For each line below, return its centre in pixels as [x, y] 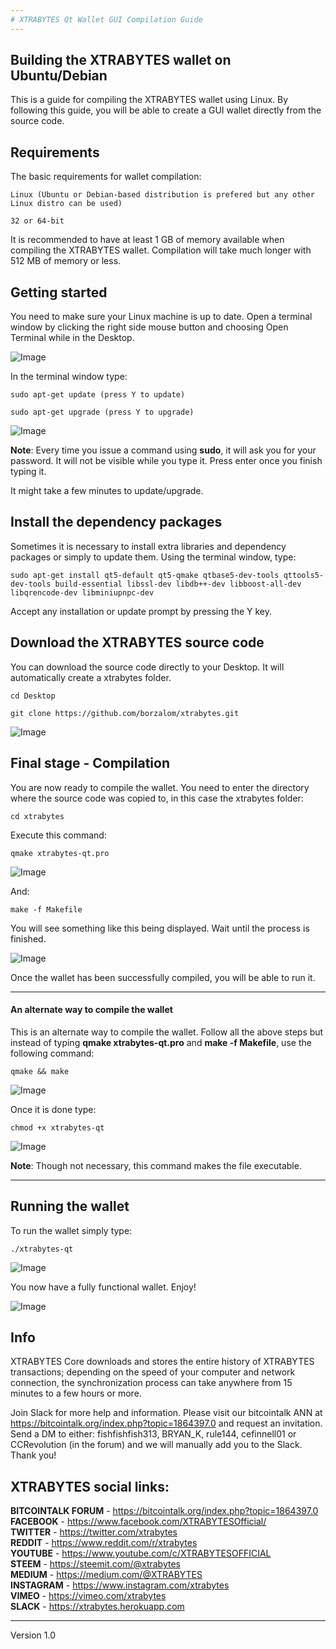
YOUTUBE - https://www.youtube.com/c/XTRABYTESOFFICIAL [141, 1553]
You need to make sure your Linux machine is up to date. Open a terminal [161, 317]
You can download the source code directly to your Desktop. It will [147, 667]
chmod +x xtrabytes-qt [57, 1127]
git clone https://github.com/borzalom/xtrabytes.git [125, 713]
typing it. [28, 472]
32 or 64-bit [37, 221]
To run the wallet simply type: [71, 1230]
